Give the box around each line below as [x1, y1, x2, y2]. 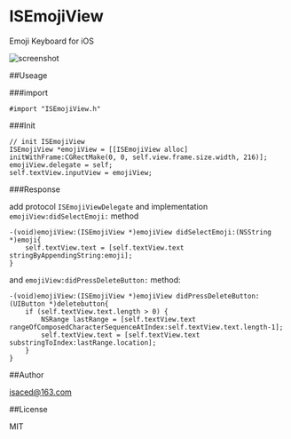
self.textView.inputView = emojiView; [9, 168, 153, 177]
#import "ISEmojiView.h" [9, 104, 101, 113]
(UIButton [9, 299, 46, 308]
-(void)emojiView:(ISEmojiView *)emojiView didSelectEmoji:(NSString [9, 227, 272, 236]
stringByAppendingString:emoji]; [9, 251, 133, 259]
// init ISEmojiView [9, 137, 86, 146]
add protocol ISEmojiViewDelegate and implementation [9, 201, 208, 212]
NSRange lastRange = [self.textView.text [41, 315, 197, 323]
